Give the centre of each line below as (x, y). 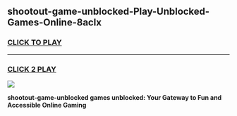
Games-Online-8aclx (55, 23)
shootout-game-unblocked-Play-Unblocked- (109, 12)
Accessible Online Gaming (47, 105)
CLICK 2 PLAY (32, 69)
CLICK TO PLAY (35, 43)
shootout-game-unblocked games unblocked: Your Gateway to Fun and (115, 97)
